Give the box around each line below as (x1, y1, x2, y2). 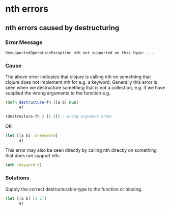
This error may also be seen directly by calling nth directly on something (5, 147, 157, 153)
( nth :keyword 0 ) (5, 162, 42, 168)
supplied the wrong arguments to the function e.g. (5, 90, 110, 96)
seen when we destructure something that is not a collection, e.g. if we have (5, 85, 165, 91)
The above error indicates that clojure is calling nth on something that (5, 74, 151, 80)
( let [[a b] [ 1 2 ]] (5, 196, 47, 201)
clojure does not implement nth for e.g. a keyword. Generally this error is (5, 79, 157, 85)
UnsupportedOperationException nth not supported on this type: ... (5, 50, 154, 55)
